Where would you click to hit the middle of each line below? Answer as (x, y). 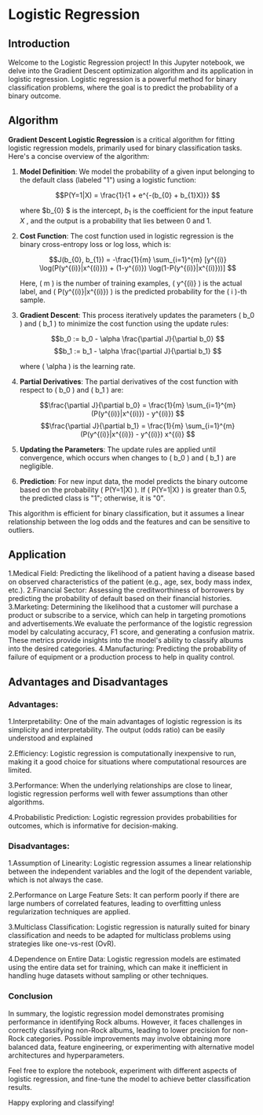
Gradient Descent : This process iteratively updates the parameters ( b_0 (137, 315)
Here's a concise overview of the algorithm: (79, 156)
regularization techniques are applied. (69, 912)
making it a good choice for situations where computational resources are (128, 762)
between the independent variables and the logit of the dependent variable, (130, 872)
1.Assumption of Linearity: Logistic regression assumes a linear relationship (130, 863)
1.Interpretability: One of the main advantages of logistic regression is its (125, 722)
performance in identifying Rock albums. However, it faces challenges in (125, 1021)
